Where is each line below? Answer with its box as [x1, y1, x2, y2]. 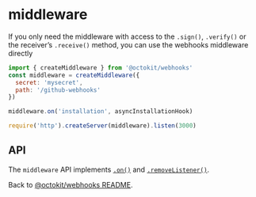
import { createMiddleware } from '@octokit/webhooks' [8, 63, 193, 72]
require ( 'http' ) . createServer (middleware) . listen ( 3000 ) [8, 122, 197, 130]
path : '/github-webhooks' [15, 85, 101, 94]
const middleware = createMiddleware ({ [8, 71, 140, 79]
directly [8, 48, 33, 58]
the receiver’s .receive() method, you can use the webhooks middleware [8, 40, 249, 49]
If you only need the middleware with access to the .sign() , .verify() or [8, 32, 246, 41]
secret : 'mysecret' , [15, 78, 83, 86]
